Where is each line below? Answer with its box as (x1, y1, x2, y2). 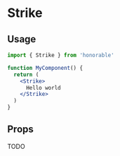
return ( (13, 71, 39, 78)
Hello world (25, 84, 61, 91)
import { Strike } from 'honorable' (7, 52, 114, 59)
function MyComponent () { (7, 64, 83, 71)
